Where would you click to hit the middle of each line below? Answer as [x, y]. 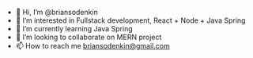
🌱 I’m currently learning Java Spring [74, 29]
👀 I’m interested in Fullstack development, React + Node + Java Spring [130, 20]
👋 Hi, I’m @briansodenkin [57, 12]
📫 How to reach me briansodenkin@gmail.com [93, 46]
